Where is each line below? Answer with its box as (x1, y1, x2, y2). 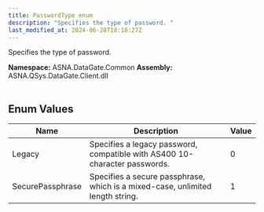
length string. (89, 191, 139, 202)
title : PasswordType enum (8, 11, 93, 20)
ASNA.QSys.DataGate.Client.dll (8, 71, 108, 81)
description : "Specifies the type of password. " (8, 19, 174, 27)
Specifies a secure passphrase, (89, 171, 206, 182)
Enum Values (8, 102, 74, 115)
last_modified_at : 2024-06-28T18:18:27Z (8, 26, 143, 34)
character (89, 159, 126, 170)
